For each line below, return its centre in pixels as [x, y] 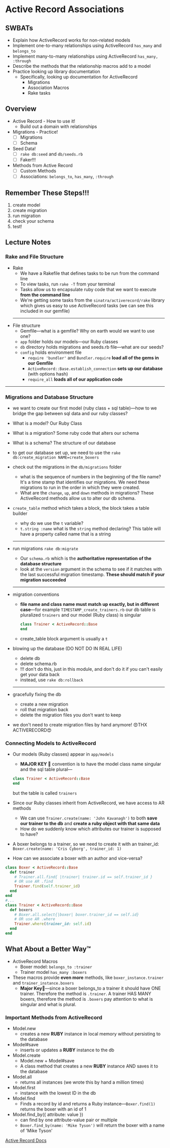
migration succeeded [43, 580]
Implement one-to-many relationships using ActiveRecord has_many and [87, 46]
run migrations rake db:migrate [45, 548]
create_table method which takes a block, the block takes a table [81, 508]
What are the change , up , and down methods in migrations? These [87, 493]
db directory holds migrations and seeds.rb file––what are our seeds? [92, 347]
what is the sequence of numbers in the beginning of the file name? [91, 476]
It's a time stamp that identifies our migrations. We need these [85, 482]
